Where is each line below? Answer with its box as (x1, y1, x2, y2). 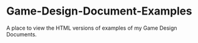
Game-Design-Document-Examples (6, 4, 193, 18)
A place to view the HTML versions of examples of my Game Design (6, 24, 178, 31)
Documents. (6, 30, 37, 38)
